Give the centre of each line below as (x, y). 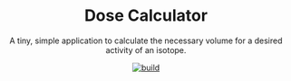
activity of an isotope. (146, 49)
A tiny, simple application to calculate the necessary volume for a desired (146, 40)
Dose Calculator (146, 16)
